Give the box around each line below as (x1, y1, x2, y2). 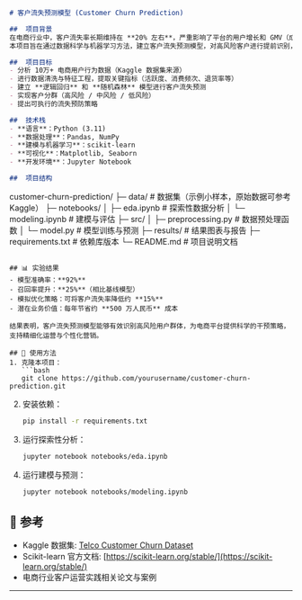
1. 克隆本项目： (9, 358, 62, 367)
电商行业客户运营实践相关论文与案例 (22, 572, 157, 583)
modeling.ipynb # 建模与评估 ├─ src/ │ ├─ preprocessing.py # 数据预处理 (9, 213, 281, 224)
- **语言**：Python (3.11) (9, 124, 106, 133)
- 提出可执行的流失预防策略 (9, 99, 99, 108)
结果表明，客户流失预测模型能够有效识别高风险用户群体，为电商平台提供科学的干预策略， (9, 321, 290, 330)
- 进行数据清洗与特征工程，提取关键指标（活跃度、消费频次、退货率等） (9, 75, 238, 84)
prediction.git (9, 381, 67, 390)
